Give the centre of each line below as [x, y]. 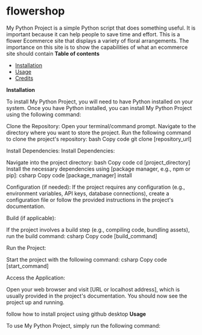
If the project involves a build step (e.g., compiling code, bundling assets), [98, 229]
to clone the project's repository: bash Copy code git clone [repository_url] [99, 139]
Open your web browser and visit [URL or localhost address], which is [93, 289]
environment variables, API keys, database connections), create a [88, 193]
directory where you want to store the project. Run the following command [99, 132]
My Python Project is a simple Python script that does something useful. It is [101, 28]
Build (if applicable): [31, 218]
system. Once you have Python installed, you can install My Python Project [99, 108]
